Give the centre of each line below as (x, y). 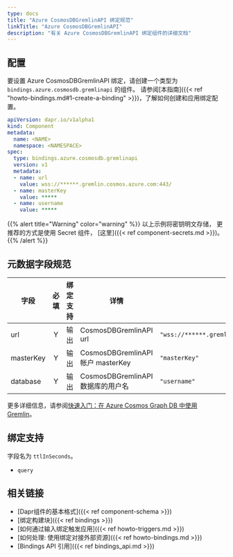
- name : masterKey (40, 191)
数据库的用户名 (105, 386)
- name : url (31, 177)
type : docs (23, 14)
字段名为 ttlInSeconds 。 (42, 456)
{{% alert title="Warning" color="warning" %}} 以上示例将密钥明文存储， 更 (115, 224)
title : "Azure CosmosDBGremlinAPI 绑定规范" (70, 20)
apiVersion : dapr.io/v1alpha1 (51, 120)
